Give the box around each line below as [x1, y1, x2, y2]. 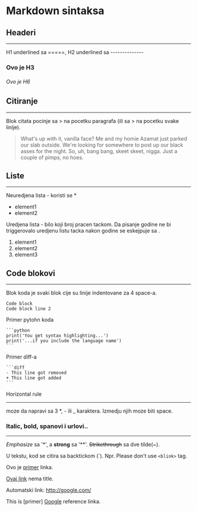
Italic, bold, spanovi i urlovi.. [6, 422, 89, 430]
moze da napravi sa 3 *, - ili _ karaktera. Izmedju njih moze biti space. [6, 407, 173, 414]
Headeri [6, 28, 36, 38]
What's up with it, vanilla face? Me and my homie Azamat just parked [20, 135, 188, 142]
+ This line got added [6, 375, 62, 381]
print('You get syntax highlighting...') [6, 333, 109, 339]
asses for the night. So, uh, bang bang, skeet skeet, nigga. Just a [20, 147, 178, 154]
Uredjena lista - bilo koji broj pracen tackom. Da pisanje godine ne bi [6, 221, 171, 228]
